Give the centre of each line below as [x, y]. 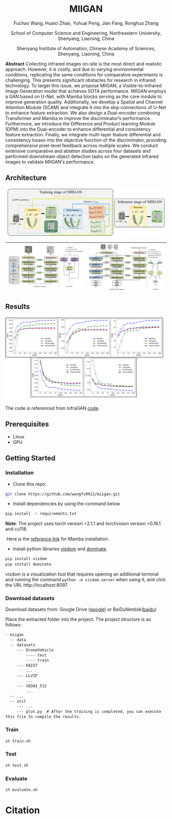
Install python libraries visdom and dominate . [60, 549]
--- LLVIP [27, 676]
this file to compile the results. [43, 717]
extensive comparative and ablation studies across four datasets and [78, 151]
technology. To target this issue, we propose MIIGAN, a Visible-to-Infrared [84, 86]
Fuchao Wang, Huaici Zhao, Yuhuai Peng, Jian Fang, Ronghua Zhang [86, 23]
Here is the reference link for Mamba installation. [58, 539]
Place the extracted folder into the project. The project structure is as [78, 619]
